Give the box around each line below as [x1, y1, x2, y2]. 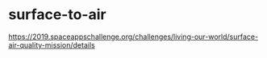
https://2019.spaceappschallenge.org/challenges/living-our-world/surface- [8, 32, 259, 41]
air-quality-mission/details [8, 40, 95, 49]
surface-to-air [8, 6, 106, 24]
